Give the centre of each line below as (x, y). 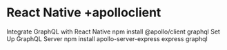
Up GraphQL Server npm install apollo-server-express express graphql (107, 38)
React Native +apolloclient (84, 13)
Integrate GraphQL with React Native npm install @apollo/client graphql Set (113, 32)
